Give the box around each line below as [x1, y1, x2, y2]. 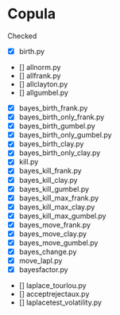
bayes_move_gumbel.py [18, 238, 99, 247]
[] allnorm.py [18, 63, 61, 72]
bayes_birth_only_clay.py [18, 148, 101, 157]
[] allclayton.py [18, 80, 68, 88]
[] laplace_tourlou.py [18, 281, 87, 290]
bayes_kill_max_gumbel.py [18, 211, 106, 220]
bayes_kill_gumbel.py [18, 184, 89, 193]
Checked [7, 31, 37, 41]
